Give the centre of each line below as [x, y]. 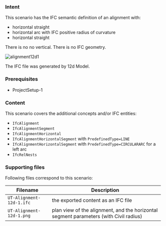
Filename [27, 190]
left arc [20, 149]
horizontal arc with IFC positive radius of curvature [64, 33]
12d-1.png [19, 216]
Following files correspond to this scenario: [49, 178]
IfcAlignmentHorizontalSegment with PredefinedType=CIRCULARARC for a [84, 144]
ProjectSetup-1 [27, 90]
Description [105, 190]
